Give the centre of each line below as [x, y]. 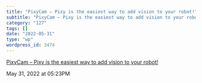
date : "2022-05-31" [31, 34]
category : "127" [26, 23]
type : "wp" [20, 39]
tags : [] [17, 28]
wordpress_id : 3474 [31, 45]
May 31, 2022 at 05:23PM [38, 73]
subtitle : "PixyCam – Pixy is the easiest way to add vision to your [95, 17]
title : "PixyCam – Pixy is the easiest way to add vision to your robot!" [102, 12]
